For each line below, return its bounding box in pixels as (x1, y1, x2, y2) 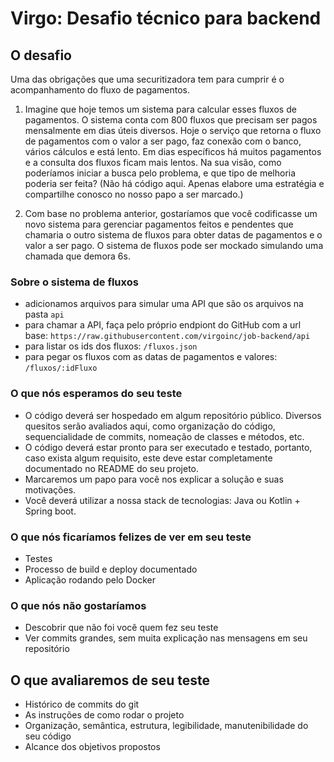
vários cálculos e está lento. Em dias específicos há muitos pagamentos (24, 146, 322, 157)
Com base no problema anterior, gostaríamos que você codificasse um (24, 208, 318, 219)
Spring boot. (24, 505, 77, 517)
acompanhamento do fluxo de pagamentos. (10, 84, 191, 96)
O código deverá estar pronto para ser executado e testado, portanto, (24, 441, 313, 453)
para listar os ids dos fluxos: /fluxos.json (24, 340, 198, 352)
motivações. (24, 483, 77, 496)
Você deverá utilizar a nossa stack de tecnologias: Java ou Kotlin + (24, 494, 301, 506)
